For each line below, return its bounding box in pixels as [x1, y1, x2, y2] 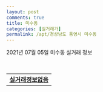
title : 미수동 [6, 20, 38, 26]
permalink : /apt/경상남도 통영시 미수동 [6, 31, 97, 38]
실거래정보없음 [9, 76, 49, 84]
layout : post [6, 8, 39, 15]
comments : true [6, 15, 45, 21]
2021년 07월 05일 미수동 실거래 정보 [6, 49, 93, 56]
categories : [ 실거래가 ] [6, 25, 62, 32]
